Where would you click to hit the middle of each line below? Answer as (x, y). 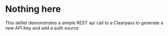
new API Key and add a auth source (42, 28)
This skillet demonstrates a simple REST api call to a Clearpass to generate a (84, 23)
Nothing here (33, 9)
